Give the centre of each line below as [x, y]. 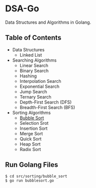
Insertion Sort [34, 128]
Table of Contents [33, 38]
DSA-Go [22, 9]
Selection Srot [34, 123]
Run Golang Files [32, 165]
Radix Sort [30, 149]
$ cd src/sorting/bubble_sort [36, 176]
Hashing [28, 76]
